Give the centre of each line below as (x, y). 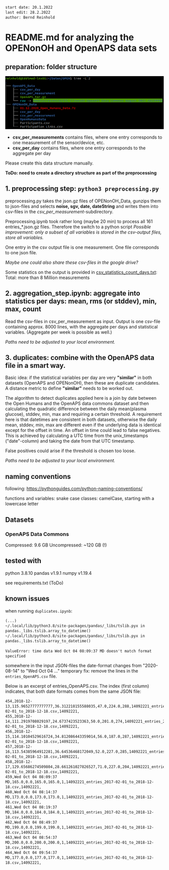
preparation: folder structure (51, 67)
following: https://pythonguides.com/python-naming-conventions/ (74, 488)
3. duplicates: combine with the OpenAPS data (80, 358)
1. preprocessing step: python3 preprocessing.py (82, 189)
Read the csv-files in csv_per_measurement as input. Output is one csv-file (83, 321)
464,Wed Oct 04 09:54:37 (31, 852)
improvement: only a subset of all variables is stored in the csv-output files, (83, 232)
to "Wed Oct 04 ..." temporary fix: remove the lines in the (79, 671)
